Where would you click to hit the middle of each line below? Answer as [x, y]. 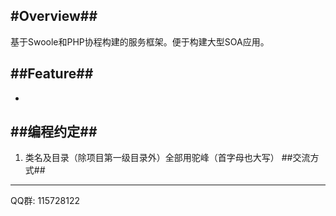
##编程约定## [54, 132]
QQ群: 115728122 [45, 201]
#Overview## [54, 16]
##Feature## [52, 74]
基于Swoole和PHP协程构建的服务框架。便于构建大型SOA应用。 [140, 41]
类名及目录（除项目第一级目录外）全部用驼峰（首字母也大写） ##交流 [167, 158]
